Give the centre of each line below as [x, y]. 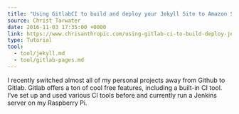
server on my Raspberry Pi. [47, 103]
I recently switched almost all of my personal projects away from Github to [116, 80]
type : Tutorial [30, 40]
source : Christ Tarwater [44, 21]
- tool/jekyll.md [39, 54]
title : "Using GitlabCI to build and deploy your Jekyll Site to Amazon [117, 14]
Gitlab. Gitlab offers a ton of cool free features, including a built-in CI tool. [115, 87]
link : [15, 34]
